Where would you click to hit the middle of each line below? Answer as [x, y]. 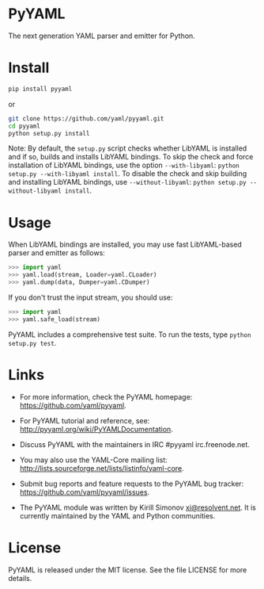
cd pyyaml [25, 126]
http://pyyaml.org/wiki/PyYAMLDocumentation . [96, 429]
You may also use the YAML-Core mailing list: [93, 460]
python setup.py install [49, 133]
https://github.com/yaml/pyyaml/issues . [85, 491]
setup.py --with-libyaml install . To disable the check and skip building [128, 174]
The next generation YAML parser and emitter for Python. [102, 36]
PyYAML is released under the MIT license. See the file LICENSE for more [128, 570]
